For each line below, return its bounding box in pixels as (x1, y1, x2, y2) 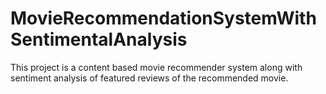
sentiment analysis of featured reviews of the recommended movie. (10, 72, 289, 84)
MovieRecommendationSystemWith (10, 7, 317, 30)
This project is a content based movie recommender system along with (10, 61, 303, 73)
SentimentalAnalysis (10, 28, 188, 51)
